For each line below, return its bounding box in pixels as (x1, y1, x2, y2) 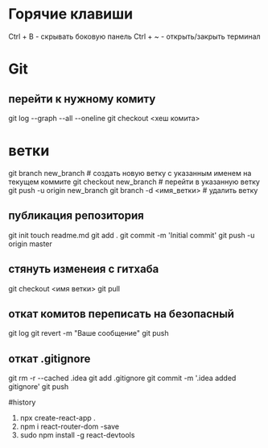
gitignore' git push (8, 382, 69, 391)
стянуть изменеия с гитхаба (8, 262, 159, 276)
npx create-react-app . (19, 413, 97, 423)
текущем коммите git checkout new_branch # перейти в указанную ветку (8, 177, 260, 186)
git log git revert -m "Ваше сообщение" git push (8, 329, 169, 338)
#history (8, 397, 36, 408)
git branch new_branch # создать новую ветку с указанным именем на (8, 168, 252, 178)
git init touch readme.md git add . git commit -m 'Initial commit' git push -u (8, 230, 255, 240)
